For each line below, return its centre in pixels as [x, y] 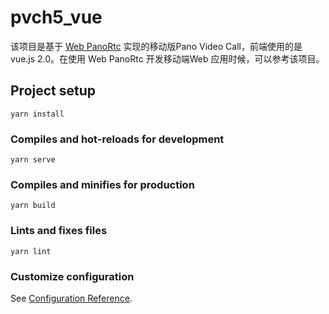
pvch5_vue [56, 17]
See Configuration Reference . [71, 298]
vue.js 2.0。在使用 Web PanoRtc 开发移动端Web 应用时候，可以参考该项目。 [167, 58]
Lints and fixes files [59, 231]
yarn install [37, 114]
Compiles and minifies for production [102, 184]
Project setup [53, 91]
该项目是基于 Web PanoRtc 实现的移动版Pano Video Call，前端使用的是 [156, 46]
